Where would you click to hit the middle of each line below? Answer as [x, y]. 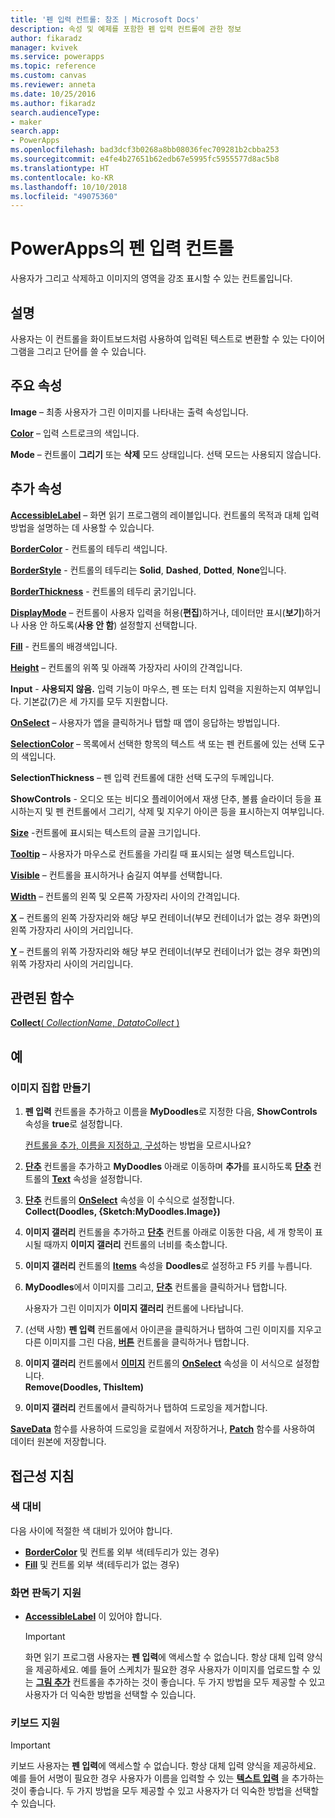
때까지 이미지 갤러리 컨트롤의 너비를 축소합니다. [135, 1245]
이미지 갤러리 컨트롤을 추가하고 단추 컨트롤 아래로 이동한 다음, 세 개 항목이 [168, 1232]
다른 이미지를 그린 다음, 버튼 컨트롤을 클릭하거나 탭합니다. [137, 1342]
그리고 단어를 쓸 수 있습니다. [91, 351]
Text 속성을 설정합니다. [97, 1179]
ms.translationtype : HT [60, 168]
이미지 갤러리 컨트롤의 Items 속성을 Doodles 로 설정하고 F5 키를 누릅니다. [168, 1266]
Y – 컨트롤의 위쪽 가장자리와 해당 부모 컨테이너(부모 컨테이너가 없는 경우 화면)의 [165, 951]
